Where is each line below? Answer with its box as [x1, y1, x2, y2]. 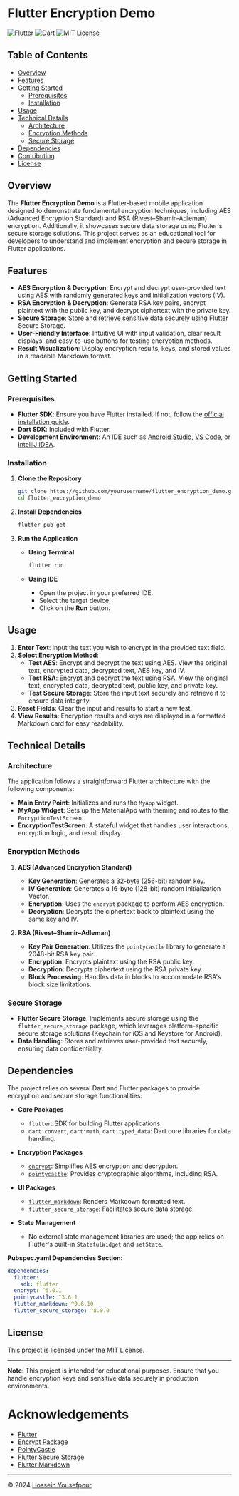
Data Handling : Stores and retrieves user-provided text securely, [17, 1036, 208, 1045]
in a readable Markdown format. [17, 351, 112, 361]
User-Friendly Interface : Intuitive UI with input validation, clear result [17, 329, 221, 338]
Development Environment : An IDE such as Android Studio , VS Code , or [17, 433, 231, 441]
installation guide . [17, 418, 70, 426]
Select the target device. [38, 596, 112, 604]
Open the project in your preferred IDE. [38, 588, 154, 597]
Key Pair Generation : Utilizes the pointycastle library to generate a [28, 942, 226, 951]
